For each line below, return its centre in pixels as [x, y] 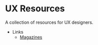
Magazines [31, 37]
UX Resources [35, 9]
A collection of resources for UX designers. [49, 22]
